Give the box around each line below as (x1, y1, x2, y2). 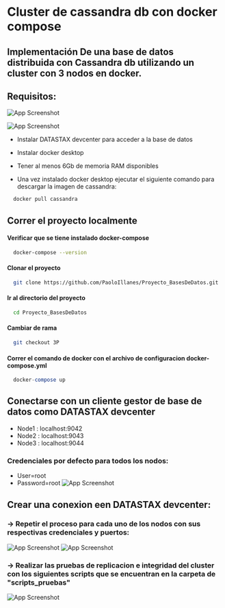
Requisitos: (7, 90, 57, 102)
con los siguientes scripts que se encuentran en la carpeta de (7, 569, 216, 579)
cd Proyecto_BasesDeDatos (13, 309, 88, 316)
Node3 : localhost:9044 (16, 439, 84, 447)
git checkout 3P (13, 339, 59, 346)
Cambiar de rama (7, 324, 57, 332)
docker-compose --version (13, 249, 88, 256)
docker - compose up (13, 376, 66, 384)
